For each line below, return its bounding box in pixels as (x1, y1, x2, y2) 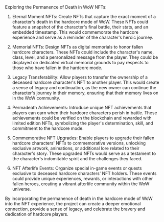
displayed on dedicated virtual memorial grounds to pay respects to (12, 60, 149, 65)
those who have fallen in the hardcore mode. (12, 65, 103, 71)
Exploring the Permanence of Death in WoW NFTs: (5, 4, 107, 10)
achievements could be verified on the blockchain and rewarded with (12, 115, 152, 121)
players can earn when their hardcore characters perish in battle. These (12, 110, 158, 116)
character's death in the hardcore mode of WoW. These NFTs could (12, 19, 148, 25)
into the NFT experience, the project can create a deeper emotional (5, 201, 141, 206)
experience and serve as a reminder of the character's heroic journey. (12, 34, 154, 40)
